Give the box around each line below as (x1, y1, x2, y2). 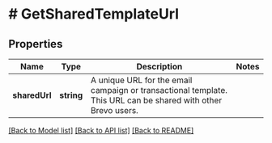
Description (136, 61, 183, 72)
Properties (8, 37, 63, 51)
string (59, 90, 83, 101)
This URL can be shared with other (90, 95, 223, 106)
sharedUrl (12, 90, 52, 101)
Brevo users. (90, 105, 139, 116)
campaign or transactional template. (90, 85, 228, 95)
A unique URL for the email (90, 74, 193, 86)
